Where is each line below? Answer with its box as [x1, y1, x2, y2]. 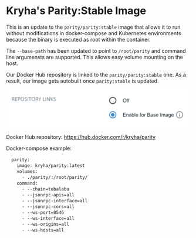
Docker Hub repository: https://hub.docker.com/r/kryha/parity [6, 134, 156, 141]
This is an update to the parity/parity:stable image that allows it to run [6, 23, 181, 30]
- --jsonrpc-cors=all [21, 204, 75, 210]
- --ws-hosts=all [21, 227, 65, 233]
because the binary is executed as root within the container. [6, 36, 151, 43]
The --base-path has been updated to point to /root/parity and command [6, 47, 186, 54]
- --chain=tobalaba [21, 186, 69, 192]
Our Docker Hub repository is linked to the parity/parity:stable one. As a [6, 71, 187, 78]
